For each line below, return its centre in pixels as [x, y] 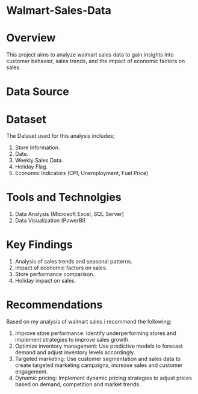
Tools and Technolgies [64, 198]
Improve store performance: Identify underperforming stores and [95, 333]
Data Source [38, 92]
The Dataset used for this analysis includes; [60, 136]
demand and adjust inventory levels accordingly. [75, 352]
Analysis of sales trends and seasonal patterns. [73, 262]
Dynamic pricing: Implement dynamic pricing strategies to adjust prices [104, 378]
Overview [31, 38]
